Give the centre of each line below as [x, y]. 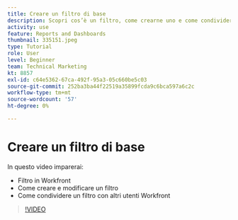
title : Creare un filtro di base [57, 14]
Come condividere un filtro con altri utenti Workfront [94, 195]
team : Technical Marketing [47, 66]
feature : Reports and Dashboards [57, 34]
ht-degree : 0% [28, 106]
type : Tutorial [30, 47]
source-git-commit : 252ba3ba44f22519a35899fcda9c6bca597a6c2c [101, 86]
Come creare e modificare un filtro [68, 187]
